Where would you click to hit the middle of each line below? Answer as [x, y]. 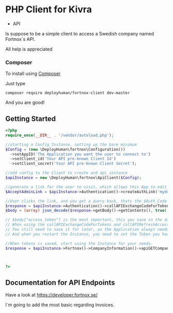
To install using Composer [33, 73]
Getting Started [31, 118]
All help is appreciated [29, 49]
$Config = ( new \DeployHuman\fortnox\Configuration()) [65, 149]
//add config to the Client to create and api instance [66, 173]
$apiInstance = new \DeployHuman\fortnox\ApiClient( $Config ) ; [73, 178]
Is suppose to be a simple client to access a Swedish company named [80, 33]
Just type [15, 84]
